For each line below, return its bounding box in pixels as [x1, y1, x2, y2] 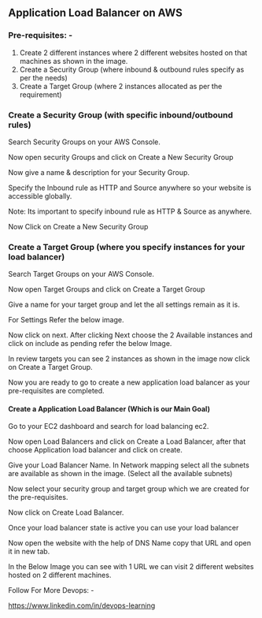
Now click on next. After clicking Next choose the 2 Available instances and [8, 330, 253, 340]
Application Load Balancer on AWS [8, 6, 183, 20]
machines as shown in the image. [19, 56, 128, 65]
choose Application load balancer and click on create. [8, 445, 183, 455]
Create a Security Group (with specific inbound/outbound [8, 110, 234, 121]
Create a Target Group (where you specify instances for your [8, 241, 245, 252]
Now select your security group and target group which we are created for [8, 484, 249, 493]
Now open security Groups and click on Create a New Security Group [8, 152, 234, 162]
